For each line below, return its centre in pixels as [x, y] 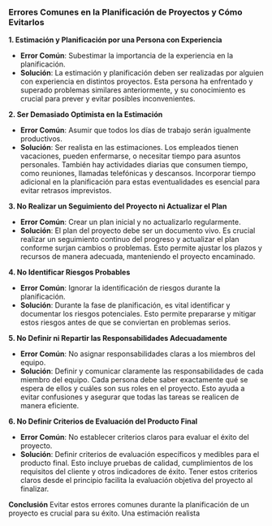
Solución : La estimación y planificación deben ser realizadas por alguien [142, 73]
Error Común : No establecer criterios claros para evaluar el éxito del [134, 438]
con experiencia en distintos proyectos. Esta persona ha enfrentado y [136, 82]
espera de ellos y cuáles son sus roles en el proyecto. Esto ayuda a [132, 389]
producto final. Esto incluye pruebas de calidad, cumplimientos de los [136, 463]
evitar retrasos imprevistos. [66, 191]
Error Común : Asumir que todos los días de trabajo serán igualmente [136, 130]
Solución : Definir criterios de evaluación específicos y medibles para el [140, 455]
